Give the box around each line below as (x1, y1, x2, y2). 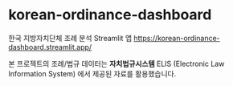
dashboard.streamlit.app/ (8, 42, 92, 51)
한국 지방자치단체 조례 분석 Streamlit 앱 (8, 33, 133, 43)
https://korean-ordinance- (133, 33, 221, 43)
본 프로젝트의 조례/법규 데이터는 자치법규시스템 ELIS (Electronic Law (8, 59, 225, 68)
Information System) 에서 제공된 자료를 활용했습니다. (8, 68, 177, 78)
